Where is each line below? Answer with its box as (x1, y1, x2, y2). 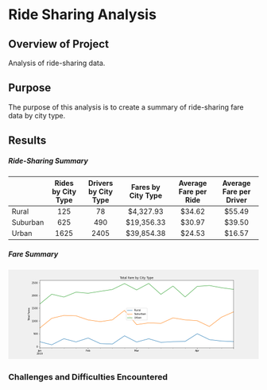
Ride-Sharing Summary (8, 156, 89, 165)
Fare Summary (8, 249, 59, 259)
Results (8, 133, 47, 148)
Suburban (11, 218, 44, 227)
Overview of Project (8, 37, 110, 51)
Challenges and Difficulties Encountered (8, 371, 168, 382)
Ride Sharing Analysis (8, 6, 157, 24)
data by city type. (8, 110, 66, 120)
